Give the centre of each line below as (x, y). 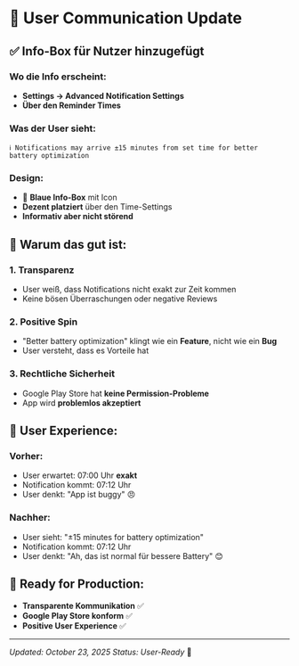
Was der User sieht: (53, 128)
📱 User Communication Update (126, 18)
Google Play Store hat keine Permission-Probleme (115, 393)
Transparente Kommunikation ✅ (83, 605)
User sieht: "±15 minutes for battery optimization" (113, 537)
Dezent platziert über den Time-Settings (97, 207)
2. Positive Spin (44, 322)
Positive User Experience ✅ (74, 625)
